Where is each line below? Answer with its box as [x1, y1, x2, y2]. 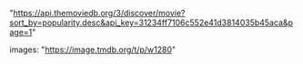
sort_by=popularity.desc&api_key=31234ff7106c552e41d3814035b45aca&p [9, 17, 294, 28]
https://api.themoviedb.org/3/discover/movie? [13, 8, 186, 18]
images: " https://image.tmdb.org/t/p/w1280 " [9, 44, 177, 55]
